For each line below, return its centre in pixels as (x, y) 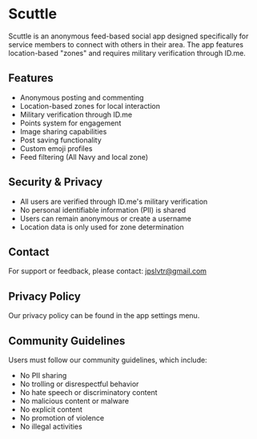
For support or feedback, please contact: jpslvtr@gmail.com (107, 271)
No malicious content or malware (74, 401)
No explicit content (51, 409)
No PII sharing (43, 375)
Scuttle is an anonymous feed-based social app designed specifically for (128, 36)
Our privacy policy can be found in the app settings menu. (104, 316)
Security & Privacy (56, 182)
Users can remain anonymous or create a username (106, 218)
